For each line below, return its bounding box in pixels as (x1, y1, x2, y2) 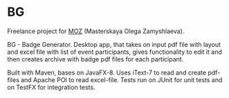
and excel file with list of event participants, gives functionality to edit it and (7, 48, 223, 56)
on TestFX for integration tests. (7, 83, 95, 91)
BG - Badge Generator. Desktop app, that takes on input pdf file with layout (7, 40, 221, 48)
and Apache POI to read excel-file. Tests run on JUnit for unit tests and (20, 75, 223, 84)
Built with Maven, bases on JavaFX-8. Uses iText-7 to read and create (7, 68, 206, 77)
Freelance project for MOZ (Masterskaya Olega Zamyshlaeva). (7, 27, 185, 35)
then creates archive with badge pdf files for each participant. (7, 55, 184, 63)
